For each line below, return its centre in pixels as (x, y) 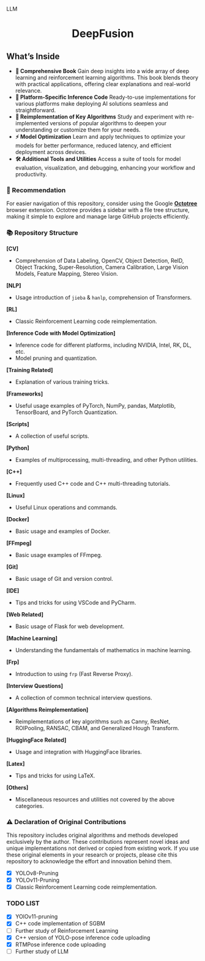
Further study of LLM (42, 951)
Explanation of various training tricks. (62, 382)
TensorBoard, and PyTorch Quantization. (66, 412)
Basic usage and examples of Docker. (63, 531)
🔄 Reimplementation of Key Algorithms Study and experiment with (100, 117)
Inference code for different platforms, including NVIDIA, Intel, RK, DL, (103, 345)
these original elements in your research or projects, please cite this (92, 854)
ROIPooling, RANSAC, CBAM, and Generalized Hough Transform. (97, 728)
